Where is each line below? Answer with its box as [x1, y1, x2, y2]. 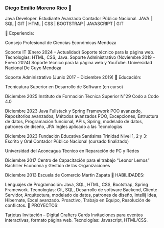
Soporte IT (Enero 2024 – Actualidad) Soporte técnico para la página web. [5, 49, 155, 55]
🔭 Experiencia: [5, 30, 34, 36]
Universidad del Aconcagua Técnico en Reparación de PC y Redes [5, 148, 140, 154]
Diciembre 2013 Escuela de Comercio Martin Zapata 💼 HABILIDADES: [5, 172, 145, 178]
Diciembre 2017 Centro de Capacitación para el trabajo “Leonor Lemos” [5, 157, 150, 163]
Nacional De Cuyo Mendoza [5, 65, 62, 71]
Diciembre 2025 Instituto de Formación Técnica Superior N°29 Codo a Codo [5, 93, 159, 100]
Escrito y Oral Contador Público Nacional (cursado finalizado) [5, 138, 129, 144]
